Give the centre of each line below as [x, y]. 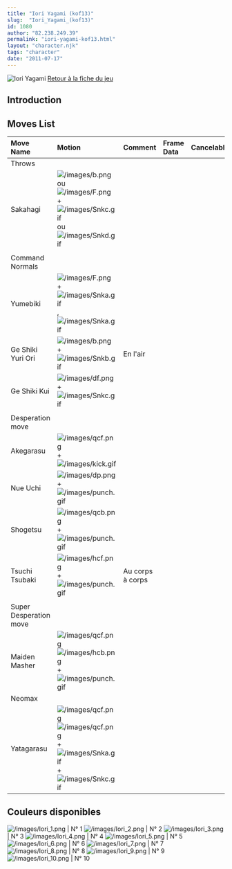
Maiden [23, 656]
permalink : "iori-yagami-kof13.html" [61, 39]
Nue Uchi [26, 487]
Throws [23, 163]
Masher [23, 665]
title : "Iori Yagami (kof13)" [51, 14]
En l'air [134, 354]
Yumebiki [26, 303]
